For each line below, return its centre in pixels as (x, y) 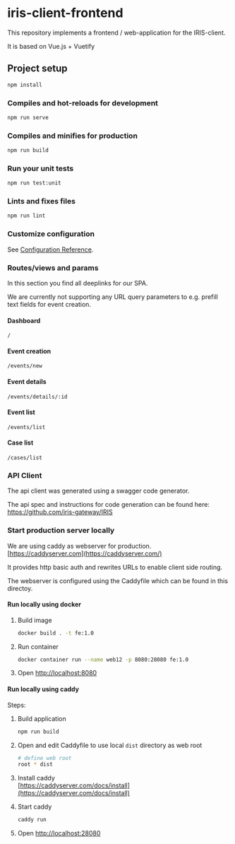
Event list (21, 412)
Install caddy (36, 778)
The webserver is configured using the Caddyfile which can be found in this (117, 580)
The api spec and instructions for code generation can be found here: (109, 505)
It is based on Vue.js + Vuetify (51, 46)
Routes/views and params (53, 268)
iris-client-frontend (65, 13)
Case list (20, 442)
